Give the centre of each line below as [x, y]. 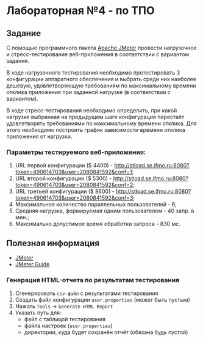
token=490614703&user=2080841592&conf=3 [74, 198]
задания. [18, 61]
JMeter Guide [32, 264]
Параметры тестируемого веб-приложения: [76, 152]
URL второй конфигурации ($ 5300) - [63, 178]
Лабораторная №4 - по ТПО [80, 11]
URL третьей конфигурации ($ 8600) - [65, 191]
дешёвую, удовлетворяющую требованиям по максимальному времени [101, 85]
